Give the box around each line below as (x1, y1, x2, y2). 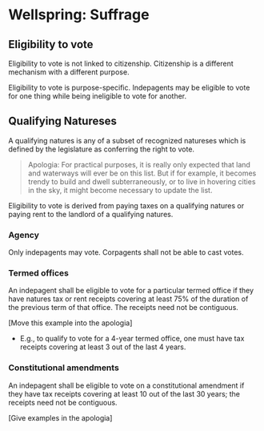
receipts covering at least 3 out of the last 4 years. (19, 342, 186, 352)
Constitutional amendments (8, 362, 120, 373)
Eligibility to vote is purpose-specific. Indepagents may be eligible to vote (8, 83, 250, 92)
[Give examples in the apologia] (8, 413, 113, 422)
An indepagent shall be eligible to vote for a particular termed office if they (8, 286, 254, 296)
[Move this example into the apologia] (8, 318, 133, 328)
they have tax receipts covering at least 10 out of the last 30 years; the (8, 389, 240, 398)
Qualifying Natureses (8, 115, 118, 128)
